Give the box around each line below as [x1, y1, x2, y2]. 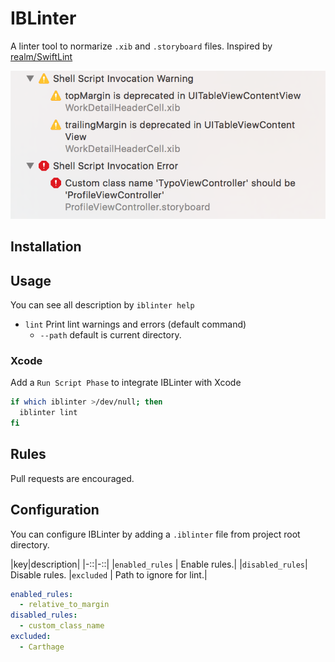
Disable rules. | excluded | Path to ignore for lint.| [10, 568, 208, 581]
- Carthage [19, 642, 65, 652]
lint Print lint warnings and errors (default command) [24, 318, 247, 331]
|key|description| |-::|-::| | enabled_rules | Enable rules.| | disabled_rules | [10, 558, 308, 570]
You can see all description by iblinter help [10, 299, 195, 311]
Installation [10, 238, 82, 256]
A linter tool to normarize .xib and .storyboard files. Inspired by [10, 40, 273, 52]
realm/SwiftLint [10, 50, 73, 62]
